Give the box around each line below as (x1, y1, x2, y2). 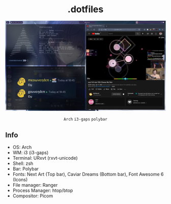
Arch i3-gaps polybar (63, 117, 108, 122)
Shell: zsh (12, 160, 34, 166)
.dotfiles (67, 4, 104, 15)
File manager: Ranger (12, 182, 58, 188)
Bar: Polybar (12, 166, 39, 172)
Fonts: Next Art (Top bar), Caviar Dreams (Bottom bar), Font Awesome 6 (12, 171, 164, 178)
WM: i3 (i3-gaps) (12, 150, 49, 156)
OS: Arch (12, 144, 32, 151)
